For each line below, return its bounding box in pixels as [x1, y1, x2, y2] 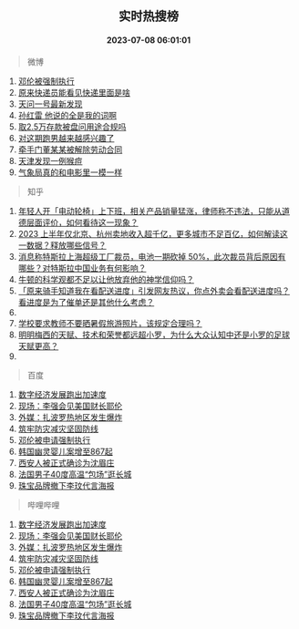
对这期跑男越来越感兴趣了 [17, 132, 115, 143]
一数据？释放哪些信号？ [17, 240, 107, 251]
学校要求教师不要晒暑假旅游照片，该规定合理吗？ [17, 317, 202, 328]
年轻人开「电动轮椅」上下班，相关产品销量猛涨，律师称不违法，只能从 [17, 205, 283, 216]
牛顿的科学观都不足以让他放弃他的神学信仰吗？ [17, 273, 194, 284]
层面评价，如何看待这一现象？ [26, 217, 139, 228]
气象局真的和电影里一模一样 [17, 167, 123, 178]
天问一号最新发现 [17, 98, 83, 109]
